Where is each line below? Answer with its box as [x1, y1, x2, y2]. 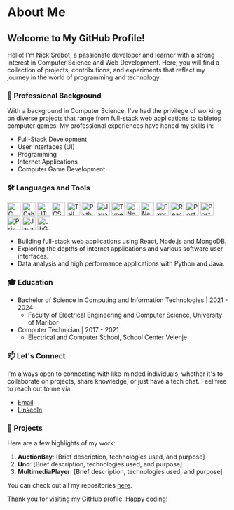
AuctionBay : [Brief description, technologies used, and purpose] [17, 452, 205, 461]
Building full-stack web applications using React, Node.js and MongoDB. [17, 237, 227, 245]
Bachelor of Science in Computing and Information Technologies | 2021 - [17, 296, 228, 304]
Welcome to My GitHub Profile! [7, 32, 145, 44]
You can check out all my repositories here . [7, 481, 132, 490]
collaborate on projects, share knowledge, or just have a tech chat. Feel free [7, 377, 227, 386]
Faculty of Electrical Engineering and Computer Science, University [27, 310, 223, 319]
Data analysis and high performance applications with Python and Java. [17, 259, 225, 268]
